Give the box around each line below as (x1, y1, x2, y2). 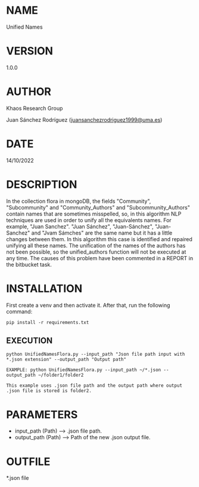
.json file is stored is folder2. (6, 388, 92, 394)
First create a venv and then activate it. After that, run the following (6, 301, 170, 309)
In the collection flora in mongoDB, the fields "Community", (6, 198, 151, 205)
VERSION (6, 44, 54, 58)
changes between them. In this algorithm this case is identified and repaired (6, 235, 192, 242)
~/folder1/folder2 (38, 372, 84, 378)
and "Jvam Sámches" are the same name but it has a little (31, 229, 173, 236)
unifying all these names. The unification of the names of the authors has (6, 242, 186, 249)
